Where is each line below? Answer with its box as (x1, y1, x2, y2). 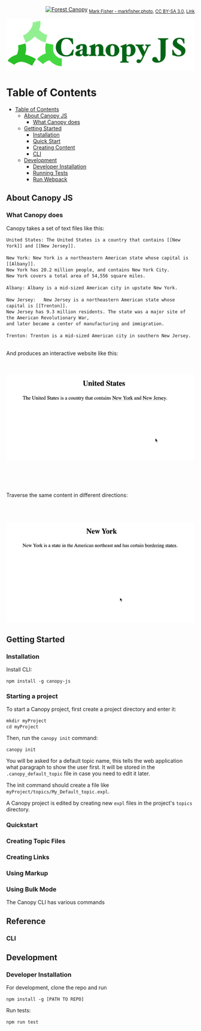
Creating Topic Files (6, 837, 66, 845)
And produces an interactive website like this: (6, 350, 118, 357)
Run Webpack (32, 176, 68, 183)
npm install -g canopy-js (6, 678, 71, 684)
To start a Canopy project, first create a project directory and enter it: (6, 706, 176, 713)
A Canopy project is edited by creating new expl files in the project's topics (6, 799, 193, 807)
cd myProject (6, 724, 39, 730)
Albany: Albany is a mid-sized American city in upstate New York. (6, 284, 178, 291)
